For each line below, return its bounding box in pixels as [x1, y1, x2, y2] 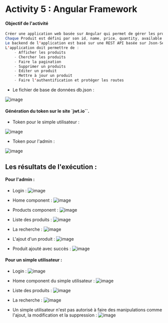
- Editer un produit [14, 68, 57, 73]
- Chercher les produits [14, 54, 66, 59]
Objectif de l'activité [5, 20, 48, 26]
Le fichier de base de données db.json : [12, 87, 94, 93]
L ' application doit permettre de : [5, 45, 79, 50]
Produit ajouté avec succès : [12, 246, 71, 252]
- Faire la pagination [14, 59, 61, 64]
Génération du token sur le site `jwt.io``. [5, 108, 89, 114]
